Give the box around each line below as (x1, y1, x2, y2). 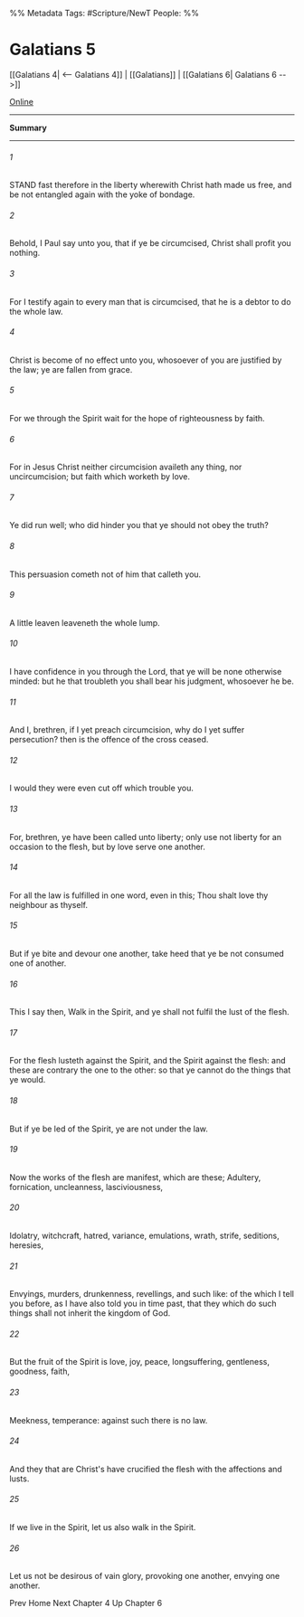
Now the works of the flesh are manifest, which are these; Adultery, (9, 1171, 261, 1183)
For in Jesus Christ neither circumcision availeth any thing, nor (9, 461, 242, 473)
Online (9, 96, 34, 107)
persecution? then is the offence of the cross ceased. (9, 734, 209, 745)
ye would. (9, 1074, 46, 1085)
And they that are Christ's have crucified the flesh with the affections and (9, 1463, 282, 1474)
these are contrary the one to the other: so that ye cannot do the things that (9, 1064, 291, 1075)
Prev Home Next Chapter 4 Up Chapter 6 (9, 1598, 163, 1609)
